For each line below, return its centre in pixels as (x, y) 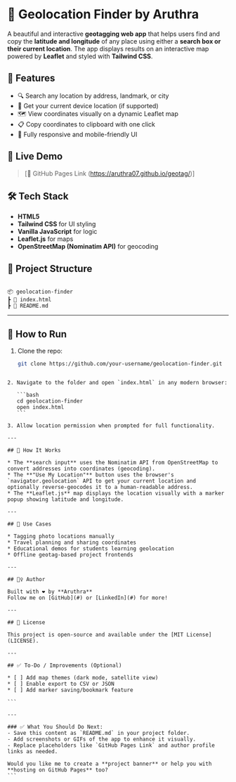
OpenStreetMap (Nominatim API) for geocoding (88, 247)
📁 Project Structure (50, 269)
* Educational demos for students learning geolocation (91, 548)
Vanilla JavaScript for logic (57, 232)
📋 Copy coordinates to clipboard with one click (86, 124)
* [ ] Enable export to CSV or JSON (61, 684)
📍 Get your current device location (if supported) (88, 105)
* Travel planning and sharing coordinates (72, 542)
